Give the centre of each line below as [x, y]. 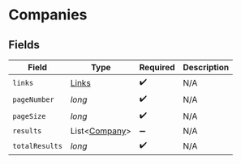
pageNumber [33, 99]
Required [157, 67]
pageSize [29, 116]
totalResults [38, 146]
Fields [24, 45]
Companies [48, 15]
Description [206, 67]
